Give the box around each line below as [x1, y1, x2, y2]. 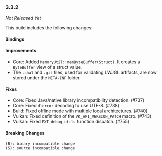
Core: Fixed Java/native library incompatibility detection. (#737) [12, 97, 145, 103]
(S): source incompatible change [5, 145, 75, 151]
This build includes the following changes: [5, 25, 93, 31]
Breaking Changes [5, 130, 45, 136]
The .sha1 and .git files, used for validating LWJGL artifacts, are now [12, 69, 157, 76]
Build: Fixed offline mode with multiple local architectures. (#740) [12, 108, 148, 114]
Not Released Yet [5, 15, 41, 21]
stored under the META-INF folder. [12, 75, 82, 81]
